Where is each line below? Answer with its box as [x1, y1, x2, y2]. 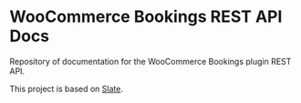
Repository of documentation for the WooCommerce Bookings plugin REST [9, 56, 292, 67]
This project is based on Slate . [9, 83, 123, 94]
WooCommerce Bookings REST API [9, 6, 283, 27]
